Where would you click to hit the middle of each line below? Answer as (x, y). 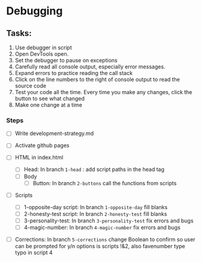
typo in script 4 (34, 252)
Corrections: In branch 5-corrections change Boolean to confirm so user (105, 239)
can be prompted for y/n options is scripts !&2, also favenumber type (100, 246)
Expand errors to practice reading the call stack (74, 73)
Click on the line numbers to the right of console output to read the (97, 79)
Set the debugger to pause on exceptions (66, 60)
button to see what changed (50, 98)
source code (31, 86)
